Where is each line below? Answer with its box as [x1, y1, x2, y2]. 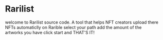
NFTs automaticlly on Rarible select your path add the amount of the [5, 24, 142, 30]
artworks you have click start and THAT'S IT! [5, 29, 95, 35]
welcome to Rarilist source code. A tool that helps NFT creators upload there [5, 19, 159, 25]
